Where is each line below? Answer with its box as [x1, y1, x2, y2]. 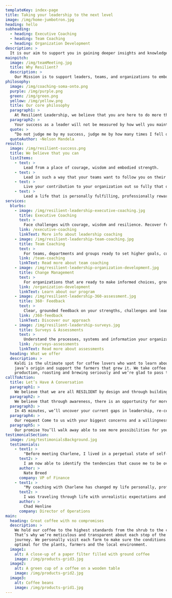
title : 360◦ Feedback [18, 299, 66, 304]
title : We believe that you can [10, 151, 79, 156]
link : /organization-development [18, 284, 91, 290]
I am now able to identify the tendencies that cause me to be [24, 461, 161, 466]
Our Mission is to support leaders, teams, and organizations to [14, 74, 157, 80]
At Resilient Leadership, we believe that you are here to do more [14, 112, 161, 118]
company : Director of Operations [18, 509, 91, 514]
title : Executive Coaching [18, 213, 77, 218]
